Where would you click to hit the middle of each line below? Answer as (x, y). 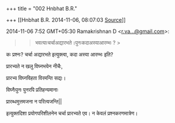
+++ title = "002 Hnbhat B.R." (42, 9)
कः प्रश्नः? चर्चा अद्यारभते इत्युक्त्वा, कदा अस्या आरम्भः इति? (60, 54)
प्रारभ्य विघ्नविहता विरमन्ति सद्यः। (36, 78)
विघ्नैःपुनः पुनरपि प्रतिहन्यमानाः (32, 90)
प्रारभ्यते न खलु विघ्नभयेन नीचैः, (34, 66)
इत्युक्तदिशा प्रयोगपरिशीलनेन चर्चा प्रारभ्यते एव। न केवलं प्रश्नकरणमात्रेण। (72, 113)
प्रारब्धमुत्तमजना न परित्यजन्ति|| (34, 102)
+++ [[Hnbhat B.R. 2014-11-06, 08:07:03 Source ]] (66, 20)
